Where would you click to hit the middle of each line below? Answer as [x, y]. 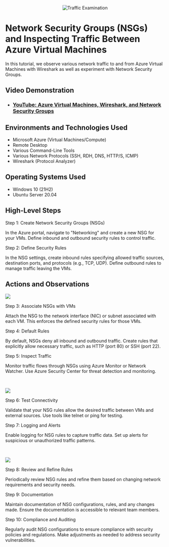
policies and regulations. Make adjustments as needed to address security [83, 534]
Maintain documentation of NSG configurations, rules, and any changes [80, 504]
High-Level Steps [33, 211]
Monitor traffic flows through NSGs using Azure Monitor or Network [76, 366]
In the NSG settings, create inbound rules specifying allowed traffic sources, [85, 258]
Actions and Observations [47, 284]
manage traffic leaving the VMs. [38, 268]
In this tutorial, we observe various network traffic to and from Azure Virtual [84, 64]
